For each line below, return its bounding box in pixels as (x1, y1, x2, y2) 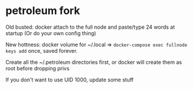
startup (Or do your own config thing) (5, 29, 96, 36)
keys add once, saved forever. (5, 47, 78, 54)
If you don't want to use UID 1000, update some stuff (5, 76, 134, 83)
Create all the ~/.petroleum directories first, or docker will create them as (5, 59, 182, 66)
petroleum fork (5, 4, 81, 18)
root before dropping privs (5, 64, 70, 71)
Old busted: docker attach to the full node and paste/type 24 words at (5, 23, 175, 30)
